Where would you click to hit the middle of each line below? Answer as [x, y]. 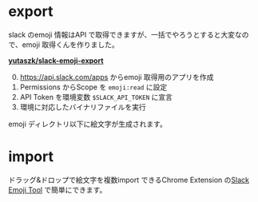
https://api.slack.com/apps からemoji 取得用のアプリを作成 [117, 77]
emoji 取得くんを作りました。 [70, 44]
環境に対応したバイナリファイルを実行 [83, 107]
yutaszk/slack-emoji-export [56, 60]
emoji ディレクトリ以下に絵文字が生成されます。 [88, 124]
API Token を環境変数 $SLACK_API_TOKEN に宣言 [96, 97]
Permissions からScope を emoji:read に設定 [93, 87]
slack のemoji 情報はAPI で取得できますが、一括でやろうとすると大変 [122, 34]
